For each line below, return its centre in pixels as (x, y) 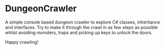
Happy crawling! (22, 42)
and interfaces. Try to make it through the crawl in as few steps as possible (82, 27)
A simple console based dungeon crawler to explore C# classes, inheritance (83, 22)
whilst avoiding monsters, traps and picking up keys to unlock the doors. (79, 32)
